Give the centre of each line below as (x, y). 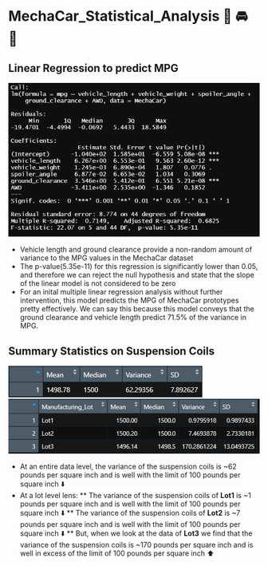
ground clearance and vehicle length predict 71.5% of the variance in (133, 318)
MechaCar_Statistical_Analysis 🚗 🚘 (128, 16)
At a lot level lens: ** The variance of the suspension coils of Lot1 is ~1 (135, 496)
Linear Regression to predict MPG (94, 68)
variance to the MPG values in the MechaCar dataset (106, 258)
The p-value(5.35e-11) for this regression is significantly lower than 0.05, (139, 267)
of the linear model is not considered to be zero (98, 283)
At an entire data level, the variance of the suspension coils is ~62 (128, 467)
